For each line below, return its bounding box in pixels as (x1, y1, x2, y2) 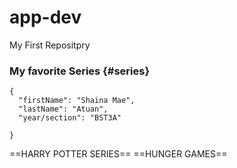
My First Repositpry (9, 39, 91, 51)
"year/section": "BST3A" (18, 113, 122, 123)
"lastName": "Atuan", (18, 104, 109, 115)
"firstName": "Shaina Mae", (18, 96, 136, 106)
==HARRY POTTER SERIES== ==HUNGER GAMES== (9, 148, 228, 160)
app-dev (9, 6, 82, 29)
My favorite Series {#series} (9, 64, 151, 78)
